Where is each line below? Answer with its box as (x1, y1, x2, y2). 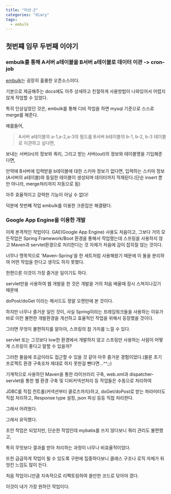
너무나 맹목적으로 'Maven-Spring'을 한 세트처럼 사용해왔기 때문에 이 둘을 (6, 253, 151, 259)
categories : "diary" (6, 12, 50, 17)
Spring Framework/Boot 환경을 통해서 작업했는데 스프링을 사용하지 (23, 235, 158, 241)
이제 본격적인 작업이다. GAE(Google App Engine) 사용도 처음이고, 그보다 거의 (6, 229, 160, 235)
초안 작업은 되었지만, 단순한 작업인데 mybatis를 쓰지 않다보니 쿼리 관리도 (6, 427, 150, 434)
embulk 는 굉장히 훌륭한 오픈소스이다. (6, 77, 80, 83)
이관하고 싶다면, (23, 140, 55, 146)
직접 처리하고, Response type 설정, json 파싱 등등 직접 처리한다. (6, 395, 134, 401)
